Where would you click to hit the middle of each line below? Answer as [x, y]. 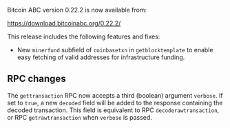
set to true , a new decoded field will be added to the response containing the [115, 103]
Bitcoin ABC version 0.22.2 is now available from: [77, 10]
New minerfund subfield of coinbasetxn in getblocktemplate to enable [115, 50]
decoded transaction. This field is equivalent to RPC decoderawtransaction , [113, 110]
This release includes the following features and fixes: [84, 36]
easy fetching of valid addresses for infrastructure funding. [101, 57]
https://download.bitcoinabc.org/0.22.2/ [64, 23]
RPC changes [37, 79]
